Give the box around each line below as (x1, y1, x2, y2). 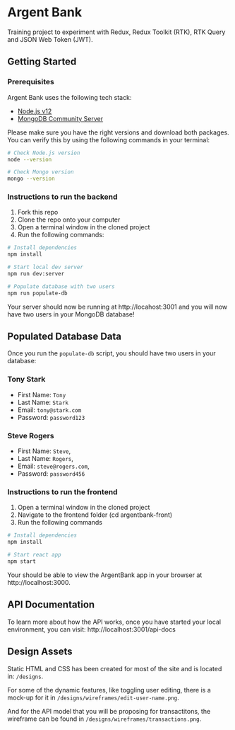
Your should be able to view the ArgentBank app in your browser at (7, 571, 203, 579)
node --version (7, 156, 52, 163)
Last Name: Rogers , (17, 455, 74, 463)
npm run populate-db (7, 290, 68, 297)
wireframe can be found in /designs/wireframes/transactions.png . (7, 714, 202, 723)
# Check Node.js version (7, 149, 80, 156)
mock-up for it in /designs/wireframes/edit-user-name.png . (7, 693, 179, 702)
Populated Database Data (7, 331, 122, 343)
